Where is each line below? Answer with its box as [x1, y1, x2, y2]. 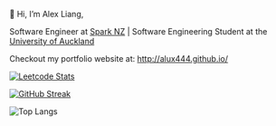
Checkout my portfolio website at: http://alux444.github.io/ [9, 53, 229, 63]
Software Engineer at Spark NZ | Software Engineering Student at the [9, 26, 268, 36]
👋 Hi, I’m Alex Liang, [9, 9, 84, 19]
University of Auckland [9, 36, 95, 46]
